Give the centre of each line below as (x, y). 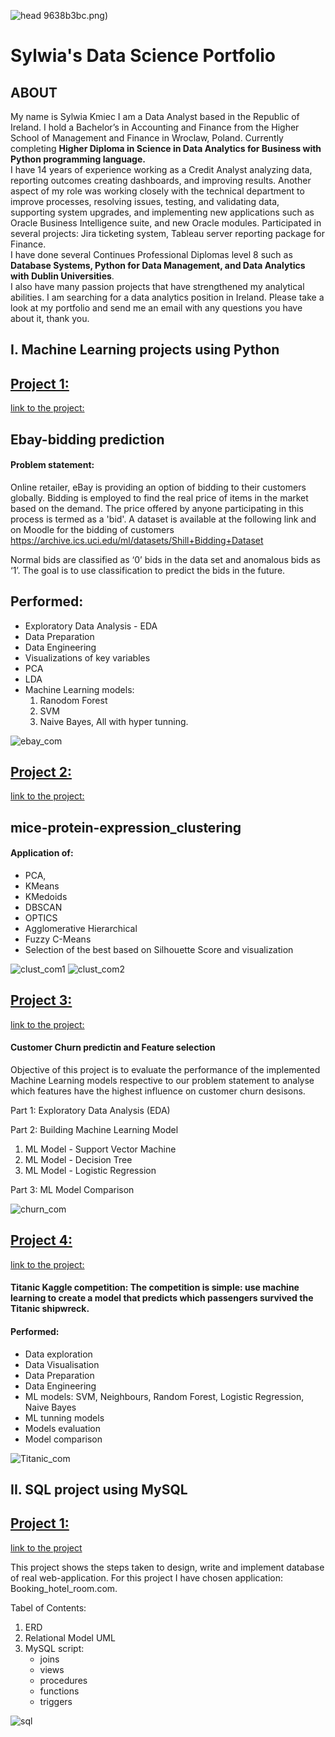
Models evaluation (63, 1428)
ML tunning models (64, 1417)
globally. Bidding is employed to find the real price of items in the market (159, 497)
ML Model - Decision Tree (78, 1160)
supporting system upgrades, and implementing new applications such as (162, 212)
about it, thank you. (50, 318)
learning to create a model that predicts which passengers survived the (162, 1298)
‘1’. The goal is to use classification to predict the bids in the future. (148, 570)
